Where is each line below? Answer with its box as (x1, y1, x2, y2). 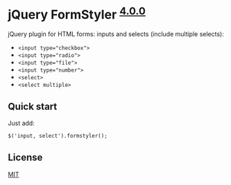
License (8, 152, 43, 163)
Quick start (8, 100, 58, 112)
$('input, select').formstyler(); (8, 133, 108, 140)
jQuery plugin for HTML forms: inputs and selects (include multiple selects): (8, 30, 225, 38)
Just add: (8, 119, 35, 127)
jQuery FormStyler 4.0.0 (8, 4, 146, 23)
